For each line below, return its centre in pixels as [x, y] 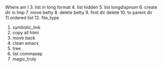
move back [24, 38]
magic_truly [24, 59]
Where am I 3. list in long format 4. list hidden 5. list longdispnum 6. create [81, 7]
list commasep [27, 54]
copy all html [25, 33]
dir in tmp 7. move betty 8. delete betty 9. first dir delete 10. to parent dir [79, 12]
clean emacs [25, 43]
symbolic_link [26, 27]
